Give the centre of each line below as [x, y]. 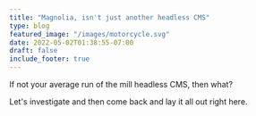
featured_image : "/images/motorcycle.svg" [90, 34]
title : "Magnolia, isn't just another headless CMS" [110, 17]
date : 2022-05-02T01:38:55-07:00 [72, 42]
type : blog [30, 26]
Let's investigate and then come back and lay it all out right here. [128, 102]
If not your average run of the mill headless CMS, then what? [121, 84]
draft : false [34, 51]
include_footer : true [50, 59]
